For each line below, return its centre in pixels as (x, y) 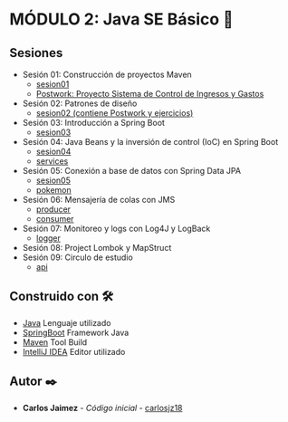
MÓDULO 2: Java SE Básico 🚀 (121, 19)
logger (48, 238)
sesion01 (53, 84)
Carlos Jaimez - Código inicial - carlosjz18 (102, 408)
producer (53, 209)
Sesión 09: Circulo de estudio (77, 257)
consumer (55, 219)
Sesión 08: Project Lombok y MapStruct (97, 248)
